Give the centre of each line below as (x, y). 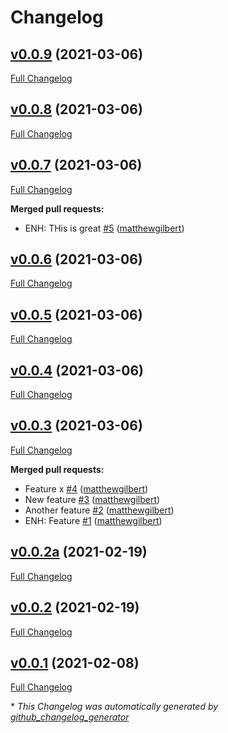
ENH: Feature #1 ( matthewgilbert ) (93, 520)
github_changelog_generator (70, 717)
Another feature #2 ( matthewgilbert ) (99, 510)
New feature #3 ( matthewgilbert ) (92, 499)
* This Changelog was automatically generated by (114, 707)
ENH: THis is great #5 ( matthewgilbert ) (104, 228)
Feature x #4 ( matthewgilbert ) (86, 488)
